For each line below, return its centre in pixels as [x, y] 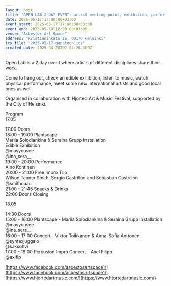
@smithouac [18, 183]
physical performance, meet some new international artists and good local [83, 83]
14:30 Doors [18, 214]
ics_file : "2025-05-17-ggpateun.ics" [45, 43]
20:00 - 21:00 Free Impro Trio [36, 172]
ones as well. [19, 88]
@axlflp [13, 257]
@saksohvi [17, 246]
